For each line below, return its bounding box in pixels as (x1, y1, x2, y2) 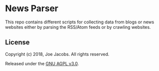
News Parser (5, 3, 58, 14)
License (5, 38, 30, 47)
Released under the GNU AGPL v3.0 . (5, 60, 79, 66)
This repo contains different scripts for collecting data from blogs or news (5, 19, 155, 25)
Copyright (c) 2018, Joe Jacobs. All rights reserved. (5, 51, 109, 57)
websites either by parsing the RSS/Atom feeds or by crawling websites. (5, 24, 151, 30)
